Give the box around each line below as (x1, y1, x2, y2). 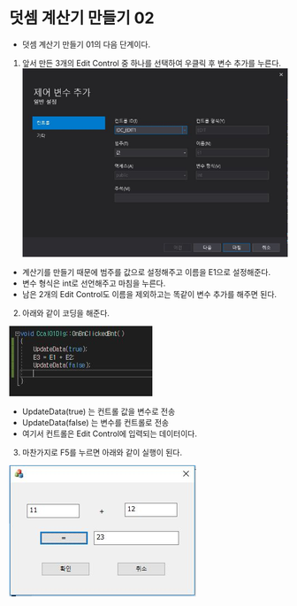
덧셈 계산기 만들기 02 (9, 8, 155, 28)
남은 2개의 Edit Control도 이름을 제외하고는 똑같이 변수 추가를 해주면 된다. (21, 289, 277, 300)
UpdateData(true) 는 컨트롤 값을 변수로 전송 (21, 406, 176, 417)
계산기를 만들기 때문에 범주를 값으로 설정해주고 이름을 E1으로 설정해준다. (21, 267, 271, 278)
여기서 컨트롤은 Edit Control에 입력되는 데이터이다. (21, 428, 197, 439)
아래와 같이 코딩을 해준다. (21, 308, 110, 318)
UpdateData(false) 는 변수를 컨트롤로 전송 (21, 418, 170, 428)
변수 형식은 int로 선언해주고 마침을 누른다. (21, 278, 166, 288)
